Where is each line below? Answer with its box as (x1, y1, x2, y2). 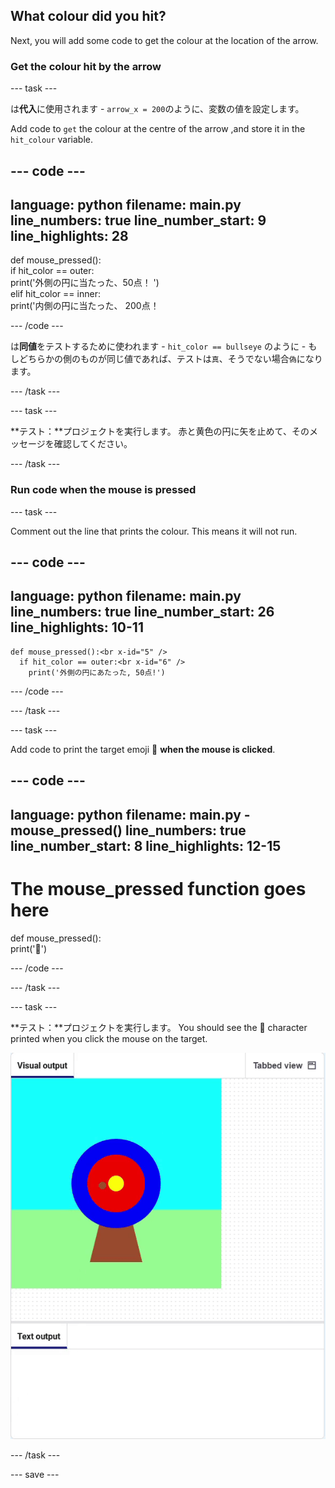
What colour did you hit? (10, 8, 167, 25)
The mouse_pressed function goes (10, 877, 307, 900)
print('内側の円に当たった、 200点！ (10, 300, 160, 312)
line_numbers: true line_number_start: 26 (10, 604, 275, 621)
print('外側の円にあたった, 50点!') (28, 667, 166, 678)
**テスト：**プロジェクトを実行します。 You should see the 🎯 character (10, 1021, 308, 1033)
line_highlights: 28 (10, 227, 129, 244)
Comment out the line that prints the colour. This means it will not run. (10, 525, 298, 537)
